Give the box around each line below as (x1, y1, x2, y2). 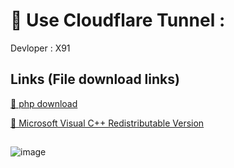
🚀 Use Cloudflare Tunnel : (10, 9, 226, 32)
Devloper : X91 (10, 42, 71, 54)
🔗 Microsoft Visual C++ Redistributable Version (10, 117, 205, 129)
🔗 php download (10, 97, 78, 109)
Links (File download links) (10, 71, 180, 88)
